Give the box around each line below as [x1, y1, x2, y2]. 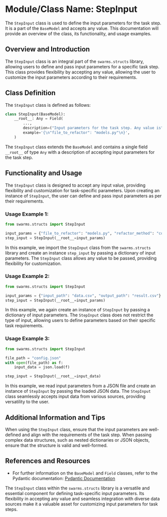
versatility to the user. [5, 399, 50, 405]
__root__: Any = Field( [14, 116, 64, 121]
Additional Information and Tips [5, 413, 105, 422]
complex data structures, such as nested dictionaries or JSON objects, [5, 437, 150, 443]
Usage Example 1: [5, 211, 49, 218]
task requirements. [5, 323, 44, 329]
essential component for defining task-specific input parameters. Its [5, 490, 145, 496]
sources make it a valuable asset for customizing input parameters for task [5, 501, 158, 507]
